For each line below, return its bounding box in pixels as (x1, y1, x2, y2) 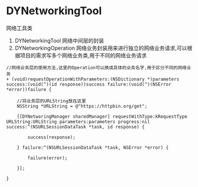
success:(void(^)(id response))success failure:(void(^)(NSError (6, 81, 171, 87)
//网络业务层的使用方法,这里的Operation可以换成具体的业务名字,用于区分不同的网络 (6, 65, 187, 70)
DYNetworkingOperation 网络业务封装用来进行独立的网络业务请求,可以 (14, 44, 187, 51)
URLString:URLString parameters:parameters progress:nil (6, 118, 150, 125)
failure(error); (27, 155, 68, 161)
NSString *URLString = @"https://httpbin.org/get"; (17, 103, 147, 109)
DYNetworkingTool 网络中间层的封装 (14, 37, 104, 44)
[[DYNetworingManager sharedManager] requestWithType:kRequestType (17, 114, 187, 120)
